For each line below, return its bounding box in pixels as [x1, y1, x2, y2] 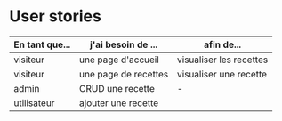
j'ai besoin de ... [90, 38, 158, 51]
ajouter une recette [78, 96, 159, 109]
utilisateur [13, 96, 55, 109]
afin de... [203, 38, 242, 51]
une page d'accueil [78, 53, 160, 66]
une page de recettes [78, 68, 169, 80]
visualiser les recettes [176, 53, 269, 66]
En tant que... [13, 38, 71, 51]
